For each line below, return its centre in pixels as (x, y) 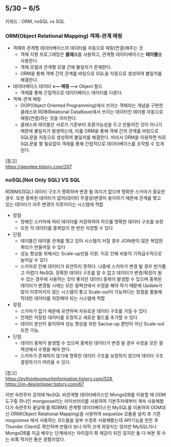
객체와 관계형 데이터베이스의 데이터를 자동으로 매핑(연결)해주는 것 (78, 48)
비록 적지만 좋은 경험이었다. (38, 439)
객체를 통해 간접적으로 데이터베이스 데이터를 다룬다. (71, 93)
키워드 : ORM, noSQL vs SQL (35, 21)
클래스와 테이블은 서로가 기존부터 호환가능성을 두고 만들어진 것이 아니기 (91, 125)
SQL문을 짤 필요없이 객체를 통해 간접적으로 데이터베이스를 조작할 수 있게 (92, 144)
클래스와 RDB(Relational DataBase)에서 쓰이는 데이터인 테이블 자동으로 (92, 112)
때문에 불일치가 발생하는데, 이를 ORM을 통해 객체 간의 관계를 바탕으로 (90, 131)
